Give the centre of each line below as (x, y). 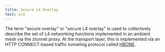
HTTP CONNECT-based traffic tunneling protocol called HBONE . (71, 44)
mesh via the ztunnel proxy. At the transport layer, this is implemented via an (82, 39)
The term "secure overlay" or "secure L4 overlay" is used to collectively (78, 28)
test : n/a (15, 14)
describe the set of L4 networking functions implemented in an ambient (78, 34)
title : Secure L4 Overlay (32, 10)
